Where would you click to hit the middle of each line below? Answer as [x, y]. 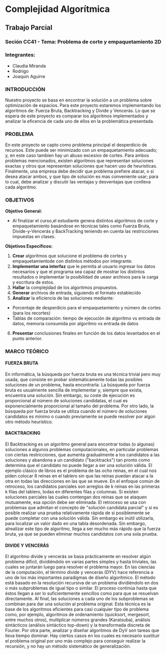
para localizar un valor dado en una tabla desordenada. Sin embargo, [76, 524]
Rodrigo [20, 71]
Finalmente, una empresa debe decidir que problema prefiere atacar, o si [80, 171]
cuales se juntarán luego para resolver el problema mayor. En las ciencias [80, 567]
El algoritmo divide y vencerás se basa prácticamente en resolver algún [78, 557]
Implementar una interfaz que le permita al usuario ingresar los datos [84, 266]
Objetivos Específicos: [29, 246]
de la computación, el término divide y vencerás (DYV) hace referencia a [79, 572]
